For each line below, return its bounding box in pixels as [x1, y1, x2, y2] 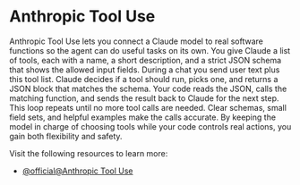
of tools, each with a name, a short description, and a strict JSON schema [9, 55, 282, 65]
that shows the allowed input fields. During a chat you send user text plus [9, 64, 280, 75]
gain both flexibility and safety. [9, 130, 123, 141]
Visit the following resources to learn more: [9, 147, 168, 158]
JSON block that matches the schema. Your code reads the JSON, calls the [9, 83, 287, 94]
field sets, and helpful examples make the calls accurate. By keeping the [9, 112, 276, 122]
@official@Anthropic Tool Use [21, 165, 133, 176]
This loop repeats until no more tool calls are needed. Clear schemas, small [9, 102, 287, 113]
